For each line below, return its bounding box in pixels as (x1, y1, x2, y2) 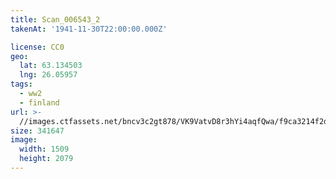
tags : (10, 79, 33, 90)
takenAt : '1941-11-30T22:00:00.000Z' (10, 24, 168, 34)
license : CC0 (10, 42, 65, 52)
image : (10, 135, 38, 145)
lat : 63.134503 (19, 61, 83, 71)
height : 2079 (19, 154, 74, 164)
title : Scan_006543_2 (10, 14, 101, 25)
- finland (19, 97, 60, 108)
